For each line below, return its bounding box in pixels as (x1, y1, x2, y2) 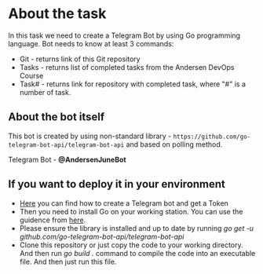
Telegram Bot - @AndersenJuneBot (8, 155, 127, 164)
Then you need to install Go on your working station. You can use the (19, 206, 243, 216)
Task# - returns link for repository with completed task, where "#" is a (19, 79, 246, 89)
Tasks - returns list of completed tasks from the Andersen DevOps (19, 62, 235, 71)
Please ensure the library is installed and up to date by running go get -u (19, 223, 254, 232)
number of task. (19, 87, 71, 97)
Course (19, 71, 44, 80)
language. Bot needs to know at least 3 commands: (8, 38, 174, 48)
